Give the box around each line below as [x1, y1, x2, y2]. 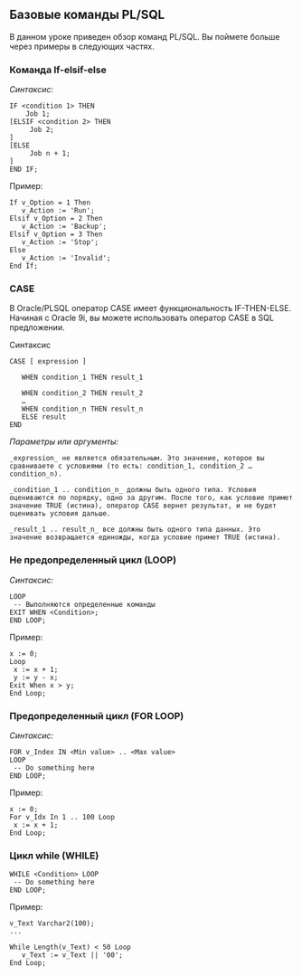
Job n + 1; [29, 149, 71, 158]
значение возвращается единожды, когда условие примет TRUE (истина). [9, 533, 281, 542]
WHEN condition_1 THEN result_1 [21, 373, 144, 383]
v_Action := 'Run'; [21, 206, 95, 215]
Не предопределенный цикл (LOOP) [9, 554, 177, 566]
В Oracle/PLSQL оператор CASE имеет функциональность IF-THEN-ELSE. [9, 303, 292, 314]
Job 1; [25, 109, 51, 118]
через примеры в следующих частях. [9, 41, 156, 52]
